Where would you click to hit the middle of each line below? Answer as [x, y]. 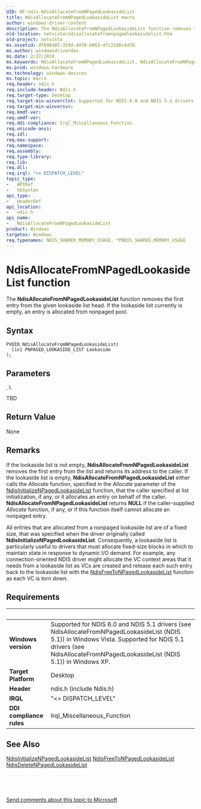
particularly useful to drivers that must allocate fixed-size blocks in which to [100, 547]
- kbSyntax [22, 190]
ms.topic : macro [26, 79]
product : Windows [28, 229]
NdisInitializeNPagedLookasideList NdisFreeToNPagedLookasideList [90, 759]
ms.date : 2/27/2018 [31, 56]
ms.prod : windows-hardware [40, 67]
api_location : [24, 207]
